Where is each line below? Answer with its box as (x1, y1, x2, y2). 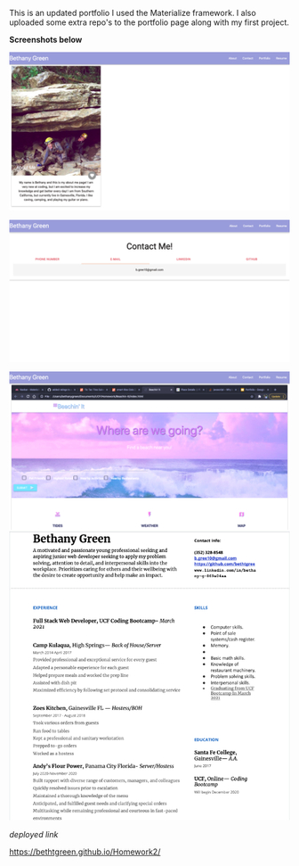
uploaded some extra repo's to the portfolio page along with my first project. (9, 17, 289, 28)
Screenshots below (9, 35, 83, 45)
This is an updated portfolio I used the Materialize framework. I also (9, 8, 256, 18)
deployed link (9, 829, 59, 839)
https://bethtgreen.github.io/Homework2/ (9, 846, 161, 857)
